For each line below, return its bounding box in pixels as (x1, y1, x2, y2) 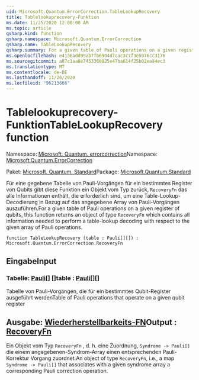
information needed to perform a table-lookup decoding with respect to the (6, 217, 190, 224)
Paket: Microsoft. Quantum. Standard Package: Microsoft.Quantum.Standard (6, 168, 191, 175)
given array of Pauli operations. (6, 223, 83, 231)
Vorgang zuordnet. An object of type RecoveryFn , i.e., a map (30, 355, 175, 362)
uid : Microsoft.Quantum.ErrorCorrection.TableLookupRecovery (6, 8, 161, 15)
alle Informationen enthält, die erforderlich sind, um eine (6, 192, 143, 199)
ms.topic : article (6, 25, 52, 31)
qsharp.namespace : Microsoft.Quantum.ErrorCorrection (6, 36, 142, 42)
